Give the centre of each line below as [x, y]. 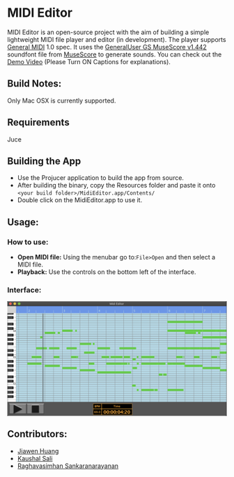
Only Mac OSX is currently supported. [62, 100]
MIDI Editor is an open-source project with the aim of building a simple [108, 32]
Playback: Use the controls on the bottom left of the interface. [107, 272]
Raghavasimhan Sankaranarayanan [68, 466]
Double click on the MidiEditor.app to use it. [80, 200]
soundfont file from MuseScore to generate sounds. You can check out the [115, 54]
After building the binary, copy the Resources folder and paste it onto [116, 185]
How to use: [28, 242]
